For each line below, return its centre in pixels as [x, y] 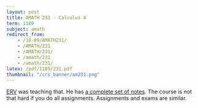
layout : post [23, 12]
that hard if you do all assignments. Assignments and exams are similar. [97, 98]
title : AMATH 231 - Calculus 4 [46, 18]
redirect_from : [26, 35]
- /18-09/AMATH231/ [42, 40]
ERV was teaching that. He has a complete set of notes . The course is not [99, 92]
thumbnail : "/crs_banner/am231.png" [53, 74]
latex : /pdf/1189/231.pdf [39, 69]
